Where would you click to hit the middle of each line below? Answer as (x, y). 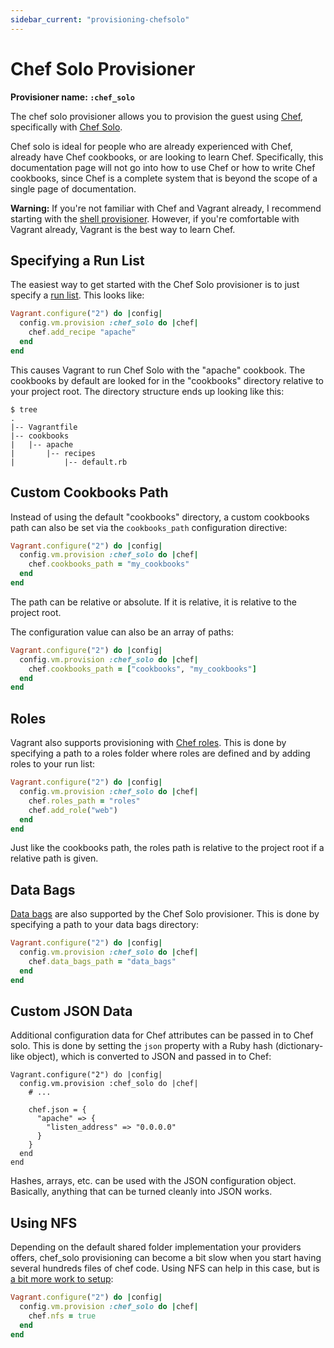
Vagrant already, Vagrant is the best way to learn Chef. (123, 229)
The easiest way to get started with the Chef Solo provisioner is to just (155, 285)
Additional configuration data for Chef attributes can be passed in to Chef (162, 1035)
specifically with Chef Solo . (66, 127)
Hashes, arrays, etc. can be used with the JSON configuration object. (153, 1181)
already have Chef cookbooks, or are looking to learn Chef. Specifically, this (167, 157)
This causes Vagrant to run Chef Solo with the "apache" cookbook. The (158, 370)
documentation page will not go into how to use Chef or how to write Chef (163, 167)
